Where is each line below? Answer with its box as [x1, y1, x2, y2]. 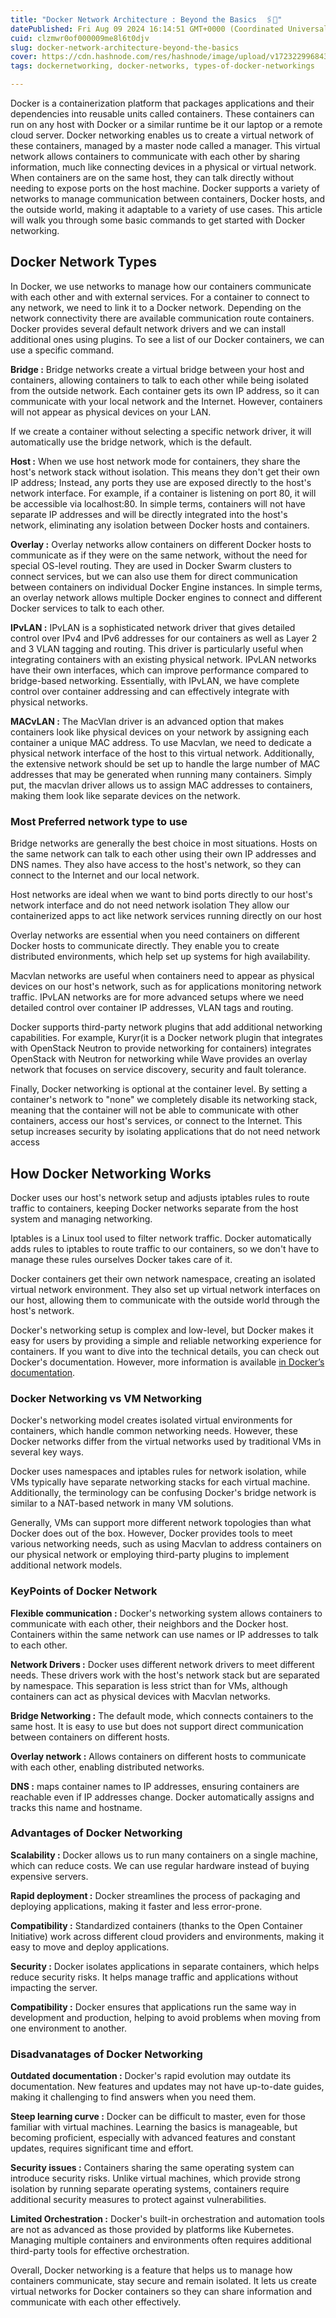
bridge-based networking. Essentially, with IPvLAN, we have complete [10, 674, 300, 686]
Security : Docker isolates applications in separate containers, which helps [10, 1960, 320, 1972]
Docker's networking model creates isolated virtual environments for [10, 1414, 293, 1426]
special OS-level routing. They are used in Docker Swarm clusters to [10, 559, 292, 571]
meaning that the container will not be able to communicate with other [10, 1104, 300, 1116]
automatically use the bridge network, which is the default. [10, 436, 253, 448]
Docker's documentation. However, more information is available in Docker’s [10, 1356, 325, 1368]
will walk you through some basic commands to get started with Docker [10, 214, 306, 226]
